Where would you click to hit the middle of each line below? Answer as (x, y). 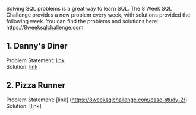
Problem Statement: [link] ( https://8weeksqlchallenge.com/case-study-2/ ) (97, 100)
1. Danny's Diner (37, 46)
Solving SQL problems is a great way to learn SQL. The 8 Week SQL (89, 9)
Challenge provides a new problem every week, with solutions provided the (98, 15)
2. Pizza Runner (36, 85)
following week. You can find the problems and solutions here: (82, 21)
